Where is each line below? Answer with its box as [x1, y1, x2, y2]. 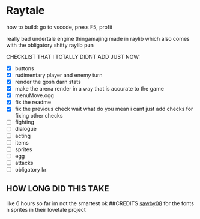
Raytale [6, 4, 45, 17]
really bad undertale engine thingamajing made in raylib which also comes [6, 35, 190, 42]
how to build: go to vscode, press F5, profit [6, 23, 113, 31]
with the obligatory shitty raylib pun [6, 41, 94, 49]
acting [14, 132, 31, 139]
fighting [14, 118, 35, 126]
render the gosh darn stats [14, 79, 81, 86]
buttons [14, 64, 34, 72]
